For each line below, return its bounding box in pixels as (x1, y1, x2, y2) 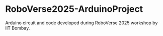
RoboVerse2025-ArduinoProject (5, 3, 143, 15)
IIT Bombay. (5, 25, 30, 31)
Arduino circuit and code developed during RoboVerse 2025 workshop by (5, 20, 158, 26)
